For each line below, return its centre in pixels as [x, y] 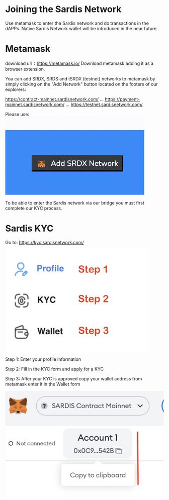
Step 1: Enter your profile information [43, 359]
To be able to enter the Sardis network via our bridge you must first [75, 203]
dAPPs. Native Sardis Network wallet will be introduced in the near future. [81, 28]
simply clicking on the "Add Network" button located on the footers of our [82, 84]
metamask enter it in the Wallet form [43, 384]
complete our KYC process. [34, 208]
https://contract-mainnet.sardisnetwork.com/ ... [55, 99]
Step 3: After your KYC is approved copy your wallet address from [74, 378]
